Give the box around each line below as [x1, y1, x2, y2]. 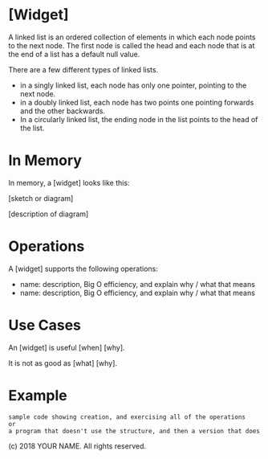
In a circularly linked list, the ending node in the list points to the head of [19, 114, 258, 124]
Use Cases [8, 316, 82, 334]
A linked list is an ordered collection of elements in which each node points [8, 32, 256, 42]
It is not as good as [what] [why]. [8, 358, 118, 367]
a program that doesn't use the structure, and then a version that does [8, 427, 261, 435]
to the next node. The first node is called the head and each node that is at [8, 40, 255, 50]
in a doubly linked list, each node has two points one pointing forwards [19, 97, 254, 107]
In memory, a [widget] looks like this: [8, 178, 130, 187]
